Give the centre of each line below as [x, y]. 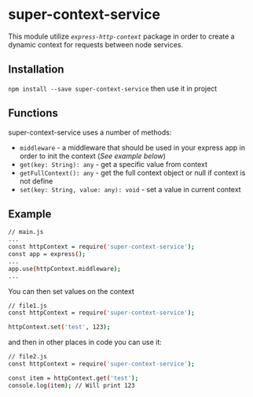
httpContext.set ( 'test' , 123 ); [59, 327]
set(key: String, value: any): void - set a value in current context [130, 189]
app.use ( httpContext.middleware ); [65, 269]
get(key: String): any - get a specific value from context [114, 164]
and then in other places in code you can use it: [85, 342]
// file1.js [27, 306]
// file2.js [27, 357]
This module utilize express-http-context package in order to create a [121, 36]
